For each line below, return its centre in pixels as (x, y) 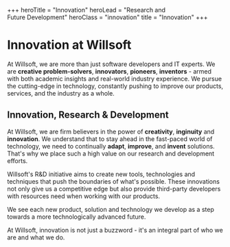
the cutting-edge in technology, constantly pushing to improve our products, (115, 86)
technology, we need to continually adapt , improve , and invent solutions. (111, 146)
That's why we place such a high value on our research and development (111, 153)
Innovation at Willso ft (69, 45)
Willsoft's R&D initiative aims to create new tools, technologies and (101, 174)
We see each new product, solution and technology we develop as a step (111, 209)
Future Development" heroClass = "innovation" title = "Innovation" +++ (107, 17)
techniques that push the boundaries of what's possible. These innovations (113, 181)
